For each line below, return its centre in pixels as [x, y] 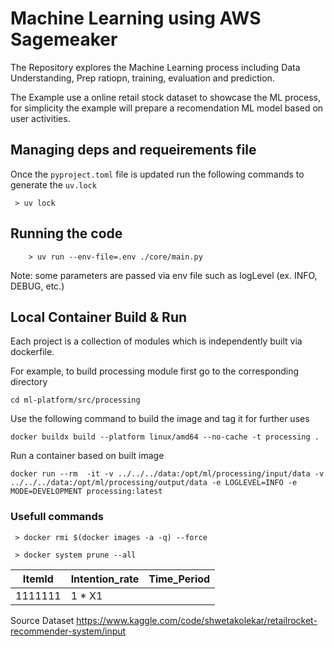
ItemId [38, 579]
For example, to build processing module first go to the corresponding [155, 371]
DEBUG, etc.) [37, 286]
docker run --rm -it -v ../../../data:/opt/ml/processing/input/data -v [167, 474]
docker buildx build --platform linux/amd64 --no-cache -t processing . [165, 437]
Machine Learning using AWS [136, 18]
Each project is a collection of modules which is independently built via [156, 341]
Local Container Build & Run [99, 317]
